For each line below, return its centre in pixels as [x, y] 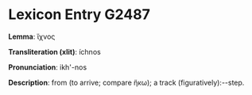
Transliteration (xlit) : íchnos [54, 51]
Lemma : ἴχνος [32, 36]
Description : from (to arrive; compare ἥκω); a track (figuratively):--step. [126, 82]
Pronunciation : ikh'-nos [48, 67]
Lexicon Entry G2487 [79, 15]
